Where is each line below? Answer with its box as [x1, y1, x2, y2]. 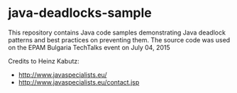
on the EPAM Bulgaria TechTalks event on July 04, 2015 [8, 43, 171, 51]
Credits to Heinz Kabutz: [8, 56, 80, 65]
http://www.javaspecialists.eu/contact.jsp [18, 77, 140, 86]
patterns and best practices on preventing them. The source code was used [8, 35, 231, 44]
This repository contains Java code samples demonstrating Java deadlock [8, 28, 226, 37]
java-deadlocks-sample [8, 5, 152, 21]
